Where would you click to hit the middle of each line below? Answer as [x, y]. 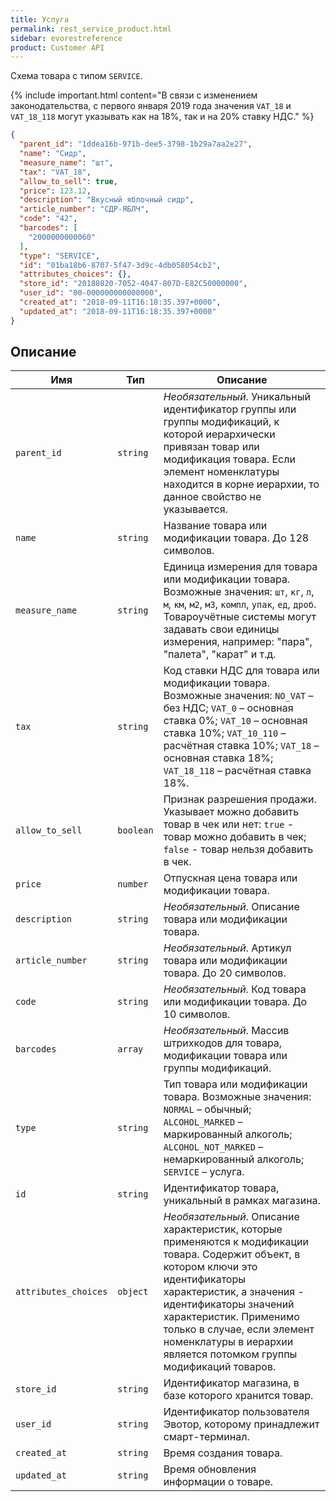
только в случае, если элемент [239, 1329]
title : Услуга [40, 19]
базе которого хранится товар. [238, 1396]
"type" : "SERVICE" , [60, 256]
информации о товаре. [218, 1482]
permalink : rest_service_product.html [91, 29]
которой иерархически [219, 434]
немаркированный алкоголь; [234, 1159]
